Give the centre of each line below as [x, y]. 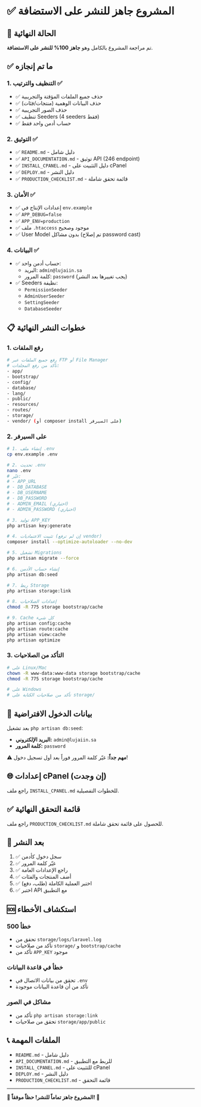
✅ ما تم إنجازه [30, 66]
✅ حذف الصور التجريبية [41, 110]
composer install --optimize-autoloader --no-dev [70, 542]
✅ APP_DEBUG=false [38, 214]
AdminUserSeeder [44, 296]
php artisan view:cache [36, 634]
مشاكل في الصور [29, 1002]
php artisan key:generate [39, 526]
